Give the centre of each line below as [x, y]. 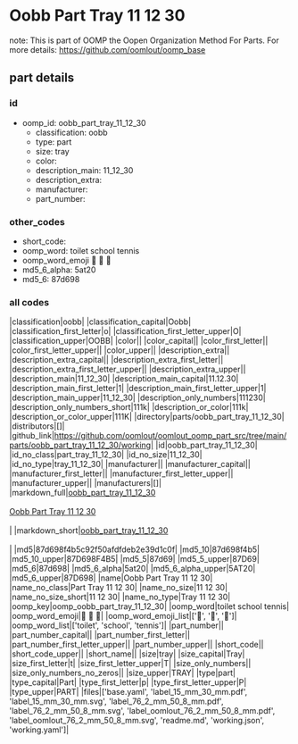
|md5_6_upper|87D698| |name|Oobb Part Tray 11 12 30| [111, 578]
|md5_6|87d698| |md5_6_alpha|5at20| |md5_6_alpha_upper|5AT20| [132, 569]
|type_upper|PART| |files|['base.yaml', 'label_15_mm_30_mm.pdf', [128, 692]
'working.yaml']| [39, 730]
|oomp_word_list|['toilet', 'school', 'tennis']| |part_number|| [117, 625]
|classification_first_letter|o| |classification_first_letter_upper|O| [126, 331]
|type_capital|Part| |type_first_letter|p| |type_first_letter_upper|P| [128, 682]
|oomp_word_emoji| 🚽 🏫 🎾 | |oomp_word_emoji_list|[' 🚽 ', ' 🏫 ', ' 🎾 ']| [123, 616]
